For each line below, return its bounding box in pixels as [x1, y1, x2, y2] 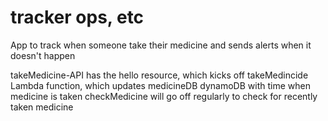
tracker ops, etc [10, 6, 145, 29]
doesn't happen [10, 49, 76, 61]
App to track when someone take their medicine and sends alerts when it [10, 39, 312, 51]
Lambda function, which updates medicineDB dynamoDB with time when [10, 79, 311, 91]
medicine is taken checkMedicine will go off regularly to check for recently [10, 90, 318, 102]
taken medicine [10, 101, 74, 113]
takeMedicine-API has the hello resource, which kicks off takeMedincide [10, 69, 309, 81]
